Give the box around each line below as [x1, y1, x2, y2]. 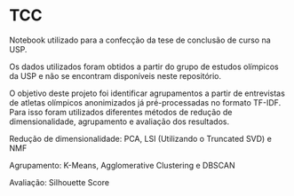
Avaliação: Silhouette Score [9, 176, 109, 187]
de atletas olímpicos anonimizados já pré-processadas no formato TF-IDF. [9, 97, 282, 107]
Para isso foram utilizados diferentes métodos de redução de [9, 106, 233, 117]
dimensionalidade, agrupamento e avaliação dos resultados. [9, 116, 229, 127]
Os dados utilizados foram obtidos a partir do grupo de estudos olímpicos [9, 61, 279, 72]
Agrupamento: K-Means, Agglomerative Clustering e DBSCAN [9, 160, 235, 170]
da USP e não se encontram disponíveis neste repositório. [9, 70, 222, 81]
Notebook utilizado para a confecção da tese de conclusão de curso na [9, 35, 271, 45]
